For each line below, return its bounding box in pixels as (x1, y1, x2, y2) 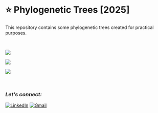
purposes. (5, 30, 27, 36)
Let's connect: (5, 91, 42, 98)
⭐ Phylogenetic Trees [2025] (5, 4, 130, 16)
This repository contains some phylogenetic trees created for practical (5, 24, 154, 31)
